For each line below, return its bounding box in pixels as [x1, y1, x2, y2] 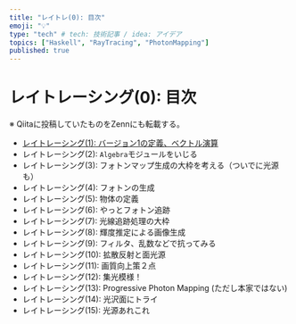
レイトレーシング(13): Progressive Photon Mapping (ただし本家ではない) [21, 283, 288, 294]
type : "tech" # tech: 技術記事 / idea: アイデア [9, 29, 183, 38]
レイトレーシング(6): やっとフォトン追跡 [21, 204, 171, 215]
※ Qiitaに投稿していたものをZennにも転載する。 [9, 119, 185, 129]
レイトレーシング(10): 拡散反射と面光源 [21, 249, 167, 260]
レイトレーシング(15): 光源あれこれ [21, 305, 150, 316]
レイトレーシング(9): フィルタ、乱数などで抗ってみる [21, 238, 217, 249]
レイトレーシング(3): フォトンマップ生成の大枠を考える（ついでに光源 [21, 160, 279, 170]
